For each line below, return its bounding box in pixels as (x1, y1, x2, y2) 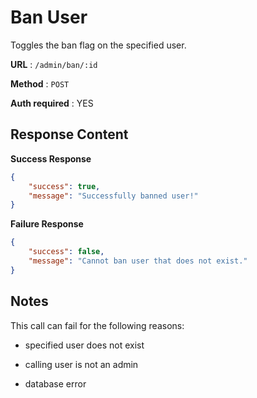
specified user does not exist (24, 339, 145, 351)
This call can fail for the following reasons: (10, 319, 185, 331)
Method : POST (10, 77, 70, 90)
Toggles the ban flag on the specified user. (10, 39, 187, 51)
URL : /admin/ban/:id (10, 58, 98, 70)
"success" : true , (28, 181, 101, 191)
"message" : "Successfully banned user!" (28, 191, 199, 201)
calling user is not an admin (24, 358, 139, 370)
